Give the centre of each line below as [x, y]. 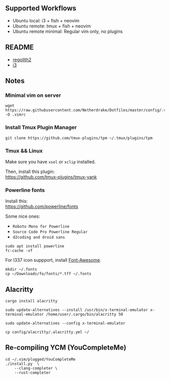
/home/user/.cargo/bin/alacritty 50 [84, 315]
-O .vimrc [16, 115]
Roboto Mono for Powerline [41, 227]
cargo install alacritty [31, 301]
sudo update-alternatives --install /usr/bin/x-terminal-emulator [77, 310]
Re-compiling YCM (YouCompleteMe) [66, 348]
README [19, 47]
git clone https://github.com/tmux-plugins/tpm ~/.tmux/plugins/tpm [79, 138]
